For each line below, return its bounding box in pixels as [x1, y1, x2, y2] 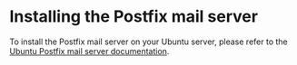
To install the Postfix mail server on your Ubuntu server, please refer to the [9, 36, 288, 47]
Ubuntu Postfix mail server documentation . [9, 45, 170, 56]
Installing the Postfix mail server [9, 6, 259, 27]
